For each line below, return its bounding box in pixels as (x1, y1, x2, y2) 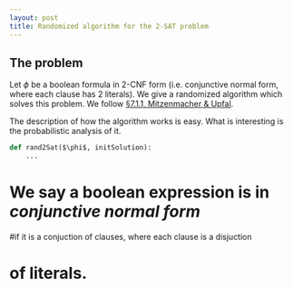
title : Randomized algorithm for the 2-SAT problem (9, 22, 209, 31)
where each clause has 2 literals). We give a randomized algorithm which (9, 89, 283, 100)
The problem (9, 55, 83, 71)
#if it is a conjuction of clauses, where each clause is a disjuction (9, 232, 252, 242)
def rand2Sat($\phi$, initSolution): (9, 143, 152, 152)
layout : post (9, 13, 59, 23)
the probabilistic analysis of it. (9, 126, 122, 137)
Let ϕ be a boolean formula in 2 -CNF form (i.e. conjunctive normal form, (9, 79, 279, 91)
